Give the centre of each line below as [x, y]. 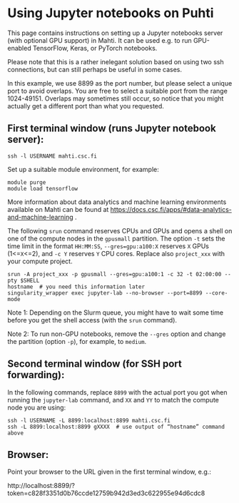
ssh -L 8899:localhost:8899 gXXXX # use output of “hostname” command [116, 427]
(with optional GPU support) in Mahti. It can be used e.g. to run [100, 40]
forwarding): [36, 375]
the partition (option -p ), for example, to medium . [77, 341]
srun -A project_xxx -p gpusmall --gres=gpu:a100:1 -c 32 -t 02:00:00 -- [119, 274]
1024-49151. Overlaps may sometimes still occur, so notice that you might [116, 98]
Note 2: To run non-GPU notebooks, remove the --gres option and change [117, 334]
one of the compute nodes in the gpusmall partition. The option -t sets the [116, 238]
